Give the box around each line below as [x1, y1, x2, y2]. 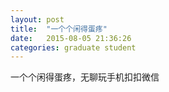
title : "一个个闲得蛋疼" [10, 24, 108, 34]
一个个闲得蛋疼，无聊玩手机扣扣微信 [10, 71, 160, 83]
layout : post [10, 14, 65, 25]
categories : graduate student [10, 42, 137, 53]
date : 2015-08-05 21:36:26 [10, 33, 132, 43]
